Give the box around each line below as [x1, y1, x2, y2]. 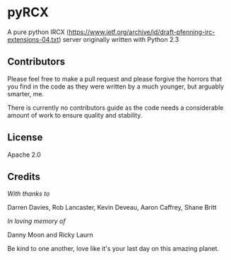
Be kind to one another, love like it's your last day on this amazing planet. [7, 244, 220, 253]
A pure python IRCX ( [7, 28, 69, 36]
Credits [7, 171, 41, 183]
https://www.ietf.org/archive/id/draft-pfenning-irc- [68, 28, 215, 36]
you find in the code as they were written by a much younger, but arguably [7, 82, 225, 91]
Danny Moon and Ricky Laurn [7, 231, 94, 239]
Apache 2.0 [7, 150, 41, 159]
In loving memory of [7, 217, 66, 225]
